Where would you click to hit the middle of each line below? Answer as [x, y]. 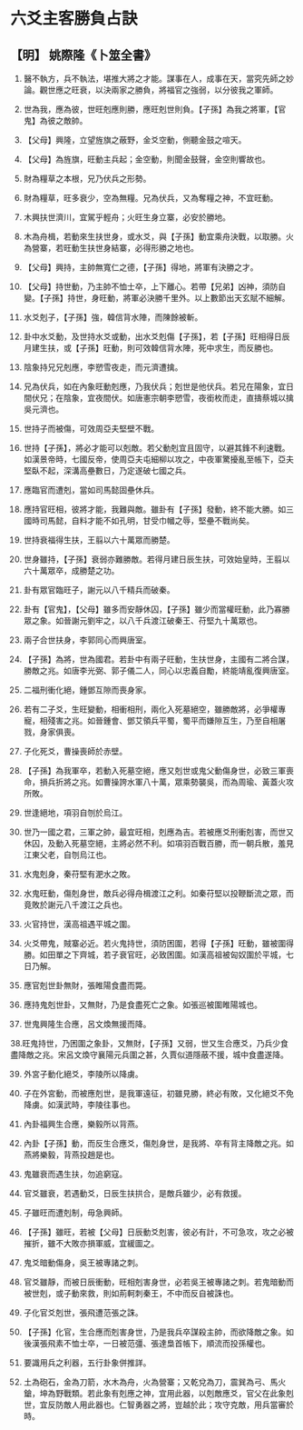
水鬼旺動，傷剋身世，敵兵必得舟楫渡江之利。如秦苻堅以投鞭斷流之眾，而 [158, 893]
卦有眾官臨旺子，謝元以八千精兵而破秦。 [99, 590]
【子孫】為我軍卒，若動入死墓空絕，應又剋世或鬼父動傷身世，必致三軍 [155, 770]
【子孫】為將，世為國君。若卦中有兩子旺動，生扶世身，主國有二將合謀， [158, 659]
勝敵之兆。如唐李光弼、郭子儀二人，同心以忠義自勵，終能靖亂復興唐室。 [158, 670]
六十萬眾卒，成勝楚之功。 [71, 570]
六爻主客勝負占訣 [74, 19]
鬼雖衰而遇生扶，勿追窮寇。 [75, 1174]
